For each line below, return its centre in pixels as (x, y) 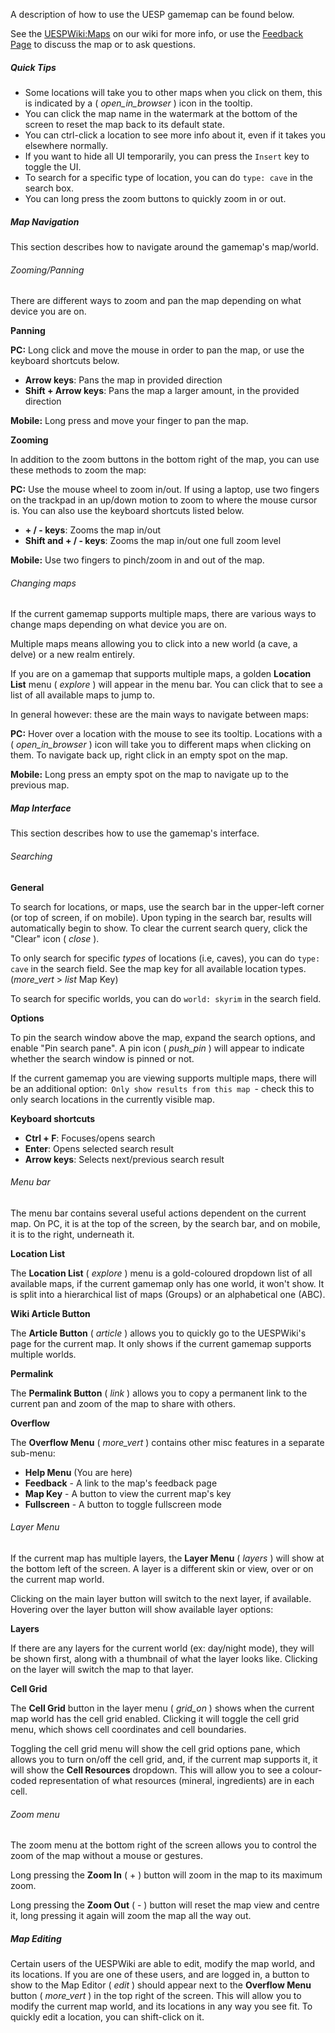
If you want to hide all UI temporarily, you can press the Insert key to (167, 156)
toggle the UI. (53, 166)
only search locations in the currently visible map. (112, 1099)
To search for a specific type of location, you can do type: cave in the (168, 177)
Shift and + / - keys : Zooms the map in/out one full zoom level (153, 541)
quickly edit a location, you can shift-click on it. (107, 2017)
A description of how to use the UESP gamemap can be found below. (152, 14)
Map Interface (41, 808)
